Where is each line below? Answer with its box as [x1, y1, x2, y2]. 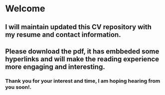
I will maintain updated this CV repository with [5, 23, 152, 31]
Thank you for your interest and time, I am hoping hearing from [5, 77, 161, 84]
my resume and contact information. [5, 30, 121, 39]
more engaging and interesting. [5, 62, 106, 71]
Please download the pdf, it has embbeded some [5, 47, 160, 55]
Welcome [5, 3, 45, 14]
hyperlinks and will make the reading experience [5, 55, 160, 63]
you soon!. [5, 84, 32, 91]
